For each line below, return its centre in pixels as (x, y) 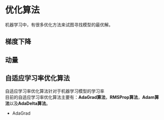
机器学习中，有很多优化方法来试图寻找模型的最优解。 (59, 25)
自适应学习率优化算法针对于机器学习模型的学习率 (55, 91)
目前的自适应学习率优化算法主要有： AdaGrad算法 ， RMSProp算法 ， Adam (80, 97)
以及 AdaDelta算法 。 (30, 103)
